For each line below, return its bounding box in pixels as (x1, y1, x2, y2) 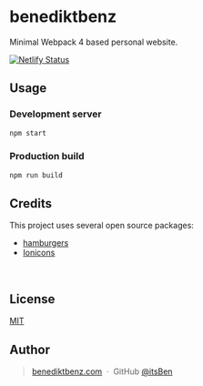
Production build (9, 150, 85, 163)
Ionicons (22, 248, 56, 259)
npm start (9, 128, 47, 137)
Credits (9, 196, 53, 211)
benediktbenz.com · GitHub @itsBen (31, 366, 173, 377)
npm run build (9, 170, 64, 179)
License (9, 291, 56, 307)
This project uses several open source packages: (9, 220, 194, 231)
